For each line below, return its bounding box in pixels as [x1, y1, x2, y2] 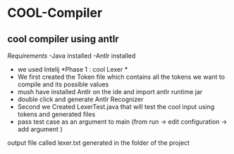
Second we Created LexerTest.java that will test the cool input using [17, 103, 215, 110]
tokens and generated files [17, 110, 96, 118]
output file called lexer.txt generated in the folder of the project [7, 139, 190, 147]
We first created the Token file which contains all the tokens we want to [17, 72, 226, 81]
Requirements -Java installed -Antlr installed [7, 51, 136, 60]
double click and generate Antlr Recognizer [17, 95, 144, 103]
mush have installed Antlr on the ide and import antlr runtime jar [17, 88, 203, 96]
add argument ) [17, 125, 63, 133]
